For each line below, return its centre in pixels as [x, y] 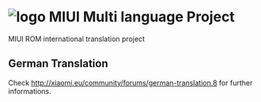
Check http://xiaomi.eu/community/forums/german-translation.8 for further [130, 82]
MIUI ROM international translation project [76, 39]
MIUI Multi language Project [142, 17]
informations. [30, 91]
